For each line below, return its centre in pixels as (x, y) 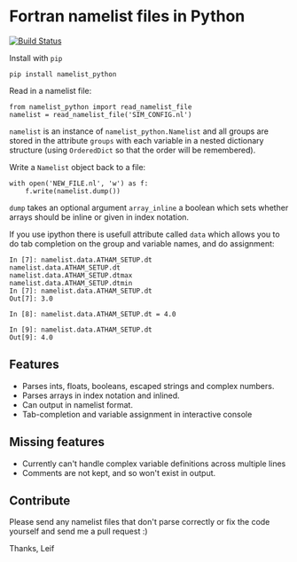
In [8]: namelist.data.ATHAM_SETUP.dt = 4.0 (93, 314)
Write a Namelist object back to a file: (78, 167)
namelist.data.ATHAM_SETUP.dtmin (71, 283)
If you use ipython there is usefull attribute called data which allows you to (145, 234)
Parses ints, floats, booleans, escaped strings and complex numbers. (148, 386)
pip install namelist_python (63, 74)
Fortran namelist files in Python (127, 16)
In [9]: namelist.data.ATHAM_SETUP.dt (81, 330)
